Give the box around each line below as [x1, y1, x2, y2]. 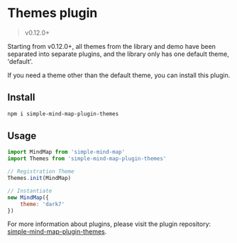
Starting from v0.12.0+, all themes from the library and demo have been [7, 42, 216, 50]
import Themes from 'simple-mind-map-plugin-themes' [7, 155, 167, 162]
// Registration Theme [7, 168, 75, 175]
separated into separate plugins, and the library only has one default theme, [7, 50, 229, 58]
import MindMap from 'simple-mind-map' [7, 149, 126, 156]
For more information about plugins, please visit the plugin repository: [7, 220, 211, 228]
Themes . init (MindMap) [7, 175, 72, 182]
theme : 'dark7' [20, 200, 65, 208]
